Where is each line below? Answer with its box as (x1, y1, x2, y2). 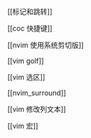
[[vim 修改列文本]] (7, 105, 66, 114)
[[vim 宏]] (7, 121, 39, 130)
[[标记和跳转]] (7, 7, 53, 16)
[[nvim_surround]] (7, 88, 66, 97)
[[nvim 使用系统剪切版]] (7, 40, 84, 50)
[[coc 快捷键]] (7, 24, 53, 33)
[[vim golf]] (7, 56, 44, 65)
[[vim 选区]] (7, 73, 45, 81)
